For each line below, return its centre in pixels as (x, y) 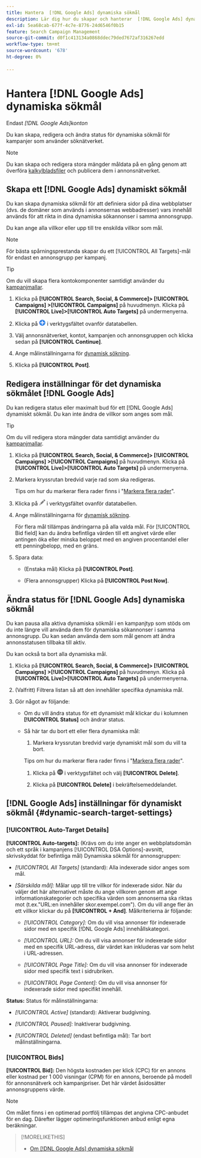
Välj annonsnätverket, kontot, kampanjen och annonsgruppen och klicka (104, 335)
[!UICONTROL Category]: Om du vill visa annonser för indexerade (105, 922)
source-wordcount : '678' (37, 51)
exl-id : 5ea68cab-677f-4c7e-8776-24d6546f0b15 (65, 25)
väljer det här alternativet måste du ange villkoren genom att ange (96, 891)
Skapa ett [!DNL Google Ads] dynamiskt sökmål (97, 189)
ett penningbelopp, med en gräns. (57, 546)
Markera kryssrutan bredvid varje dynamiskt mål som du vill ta (109, 743)
